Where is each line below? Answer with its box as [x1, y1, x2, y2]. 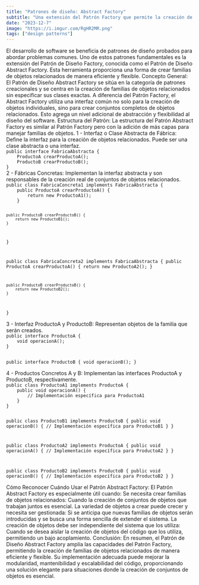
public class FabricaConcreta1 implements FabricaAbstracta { [6, 182, 163, 188]
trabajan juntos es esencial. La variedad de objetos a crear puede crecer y [6, 502, 188, 510]
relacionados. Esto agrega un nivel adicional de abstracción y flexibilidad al [6, 111, 190, 118]
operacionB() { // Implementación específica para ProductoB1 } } [6, 423, 174, 429]
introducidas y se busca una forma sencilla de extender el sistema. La [6, 515, 177, 522]
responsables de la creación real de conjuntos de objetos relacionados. [6, 176, 181, 183]
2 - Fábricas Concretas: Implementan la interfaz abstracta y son [6, 169, 163, 177]
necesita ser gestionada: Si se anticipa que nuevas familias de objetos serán [6, 509, 193, 516]
